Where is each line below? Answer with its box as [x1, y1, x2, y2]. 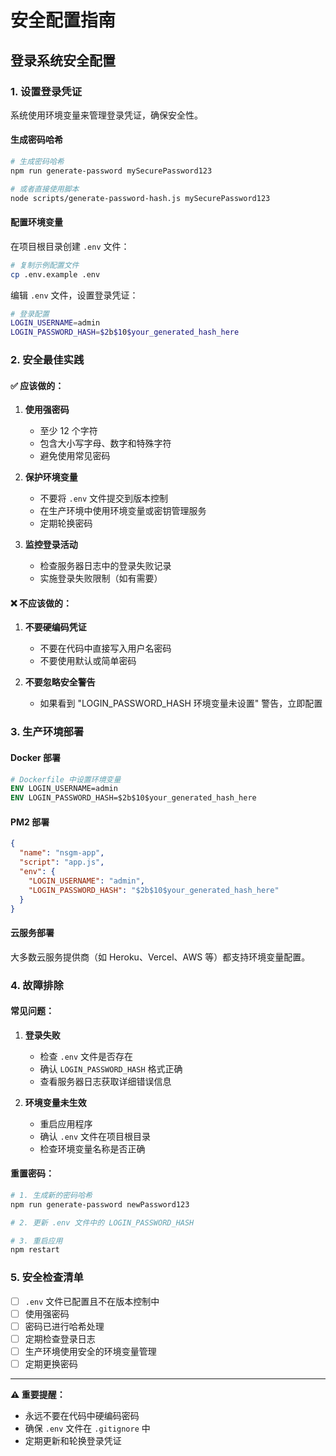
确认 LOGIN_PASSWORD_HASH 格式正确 [39, 1062, 183, 1075]
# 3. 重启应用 [10, 1236, 63, 1246]
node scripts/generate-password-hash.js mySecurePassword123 [10, 193, 271, 203]
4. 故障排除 [10, 978, 64, 992]
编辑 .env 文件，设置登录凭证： [10, 289, 139, 301]
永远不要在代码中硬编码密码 [24, 1410, 140, 1422]
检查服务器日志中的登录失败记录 [39, 560, 172, 572]
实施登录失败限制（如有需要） [39, 572, 163, 585]
